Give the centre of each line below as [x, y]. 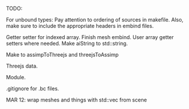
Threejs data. [22, 66]
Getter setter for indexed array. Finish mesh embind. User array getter [90, 37]
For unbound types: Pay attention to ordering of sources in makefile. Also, [95, 20]
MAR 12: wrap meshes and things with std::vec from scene [76, 100]
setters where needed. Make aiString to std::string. [67, 43]
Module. [16, 77]
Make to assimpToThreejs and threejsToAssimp [62, 54]
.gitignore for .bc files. [33, 89]
